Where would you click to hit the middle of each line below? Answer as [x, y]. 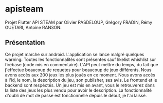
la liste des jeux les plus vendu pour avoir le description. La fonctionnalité [79, 90]
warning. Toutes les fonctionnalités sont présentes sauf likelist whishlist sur [81, 59]
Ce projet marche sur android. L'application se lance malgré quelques [75, 54]
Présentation [25, 43]
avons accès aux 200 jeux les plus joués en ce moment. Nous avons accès [80, 75]
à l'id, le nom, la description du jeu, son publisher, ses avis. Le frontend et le [81, 80]
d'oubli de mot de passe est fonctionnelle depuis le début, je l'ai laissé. [76, 95]
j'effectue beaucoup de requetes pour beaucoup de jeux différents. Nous [78, 70]
